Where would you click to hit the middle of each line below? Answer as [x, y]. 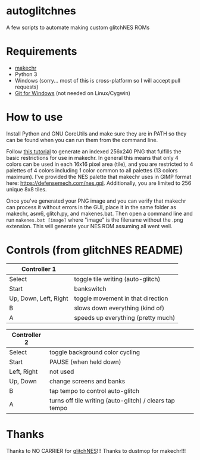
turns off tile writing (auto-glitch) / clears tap [112, 401]
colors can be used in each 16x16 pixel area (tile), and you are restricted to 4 [100, 164]
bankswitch [90, 288]
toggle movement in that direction [121, 298]
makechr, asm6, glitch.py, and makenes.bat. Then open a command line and [100, 213]
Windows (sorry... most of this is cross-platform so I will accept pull [97, 80]
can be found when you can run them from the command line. [82, 140]
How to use [35, 117]
